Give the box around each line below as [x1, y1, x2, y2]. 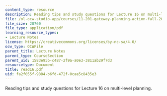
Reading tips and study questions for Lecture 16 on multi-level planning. [5, 85, 153, 91]
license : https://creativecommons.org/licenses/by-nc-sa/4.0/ [5, 40, 137, 45]
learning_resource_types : [5, 30, 59, 35]
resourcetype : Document [5, 62, 55, 67]
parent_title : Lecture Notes [5, 48, 66, 53]
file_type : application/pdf [5, 26, 64, 31]
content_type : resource [5, 7, 55, 12]
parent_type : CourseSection [5, 53, 64, 58]
